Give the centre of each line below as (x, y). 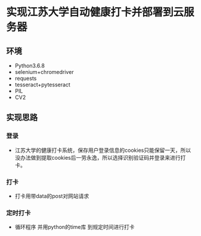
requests (26, 78)
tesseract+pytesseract (42, 85)
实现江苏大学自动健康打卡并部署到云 (95, 12)
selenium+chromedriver (44, 72)
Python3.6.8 (30, 66)
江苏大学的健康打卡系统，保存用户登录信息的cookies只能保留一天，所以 (103, 150)
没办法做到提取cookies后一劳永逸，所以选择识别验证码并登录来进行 (98, 157)
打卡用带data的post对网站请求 (52, 196)
